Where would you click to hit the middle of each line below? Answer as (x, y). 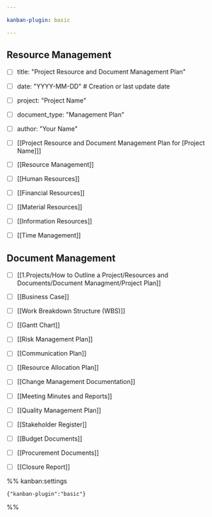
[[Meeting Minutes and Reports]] (64, 396)
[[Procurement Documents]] (58, 453)
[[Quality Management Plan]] (59, 410)
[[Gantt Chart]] (39, 325)
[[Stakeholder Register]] (52, 424)
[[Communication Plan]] (52, 354)
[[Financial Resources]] (51, 192)
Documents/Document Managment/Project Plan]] (89, 283)
